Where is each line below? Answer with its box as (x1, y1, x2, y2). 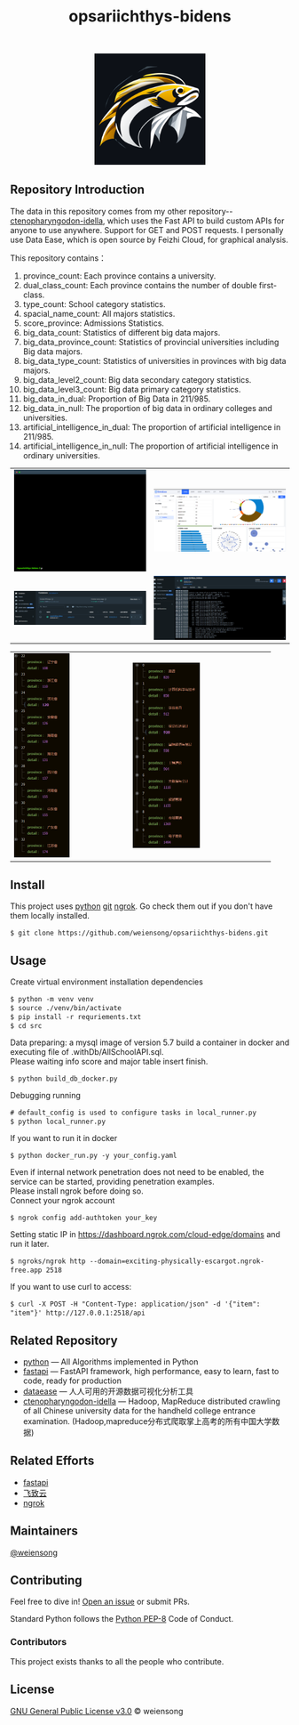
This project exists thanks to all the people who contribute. (10, 1656, 224, 1666)
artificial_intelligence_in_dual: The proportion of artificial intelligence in (22, 421, 281, 433)
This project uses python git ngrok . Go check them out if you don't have (10, 901, 273, 911)
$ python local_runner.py (10, 1117, 106, 1127)
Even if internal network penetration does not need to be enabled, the (10, 1167, 264, 1178)
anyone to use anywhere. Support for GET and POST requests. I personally (10, 224, 284, 235)
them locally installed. (10, 911, 90, 921)
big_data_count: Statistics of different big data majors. (22, 327, 221, 337)
